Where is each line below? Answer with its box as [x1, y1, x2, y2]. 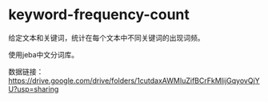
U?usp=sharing [8, 84, 59, 93]
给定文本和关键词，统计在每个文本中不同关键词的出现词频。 [8, 33, 205, 42]
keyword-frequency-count [8, 6, 190, 24]
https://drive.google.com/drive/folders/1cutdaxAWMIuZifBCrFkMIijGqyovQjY [8, 76, 260, 85]
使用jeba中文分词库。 [8, 49, 79, 59]
